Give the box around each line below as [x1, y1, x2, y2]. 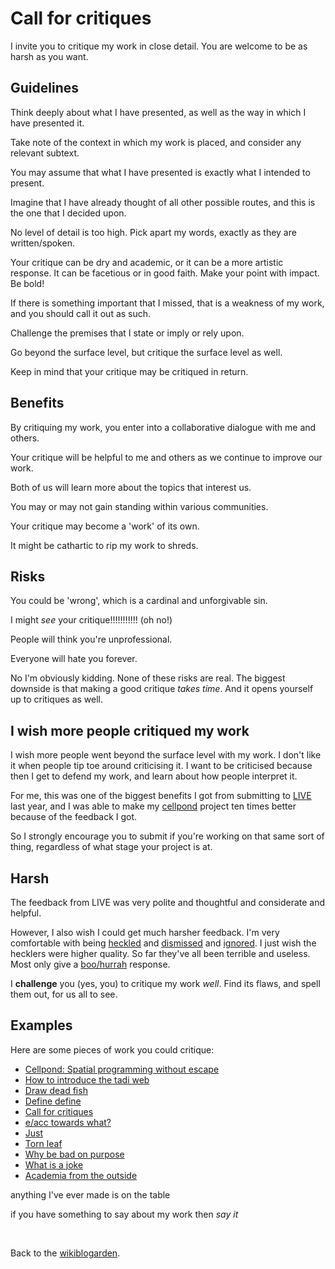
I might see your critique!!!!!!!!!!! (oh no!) [10, 614, 173, 626]
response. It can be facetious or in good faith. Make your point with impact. [10, 267, 320, 279]
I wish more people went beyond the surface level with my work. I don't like [10, 749, 322, 761]
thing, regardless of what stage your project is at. [10, 841, 213, 853]
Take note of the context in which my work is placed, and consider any [10, 136, 302, 148]
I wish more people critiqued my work [10, 722, 250, 739]
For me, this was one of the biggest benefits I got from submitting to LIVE [10, 790, 312, 802]
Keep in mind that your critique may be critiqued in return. [10, 365, 249, 377]
